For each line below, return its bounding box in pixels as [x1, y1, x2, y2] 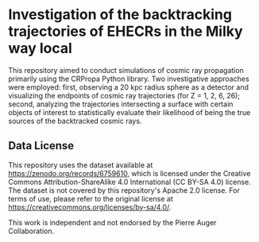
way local [8, 40, 73, 57]
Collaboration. [8, 226, 55, 236]
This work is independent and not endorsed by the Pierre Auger [8, 217, 217, 227]
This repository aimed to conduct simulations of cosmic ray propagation [8, 65, 244, 75]
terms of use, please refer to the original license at [8, 194, 173, 203]
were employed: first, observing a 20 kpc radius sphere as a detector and [8, 82, 249, 92]
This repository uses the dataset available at [8, 160, 153, 170]
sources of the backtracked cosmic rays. [8, 116, 142, 125]
